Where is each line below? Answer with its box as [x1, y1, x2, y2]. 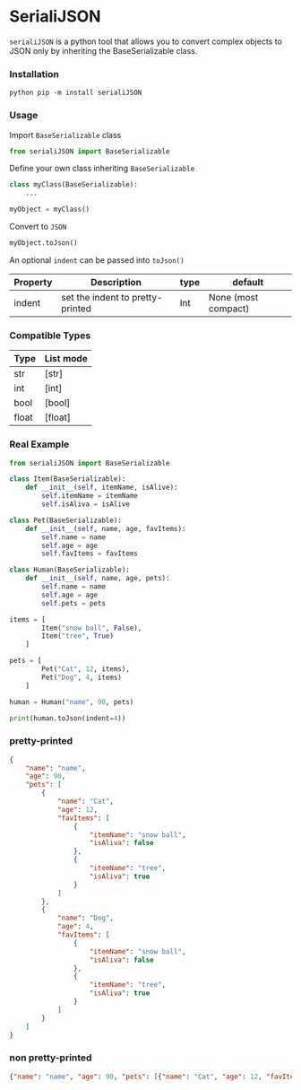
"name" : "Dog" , [56, 913, 115, 923]
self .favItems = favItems [41, 549, 139, 558]
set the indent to [61, 291, 130, 303]
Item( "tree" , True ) [41, 632, 115, 641]
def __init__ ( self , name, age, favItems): [25, 524, 186, 533]
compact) [208, 302, 250, 315]
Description [90, 275, 142, 288]
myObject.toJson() [9, 239, 78, 248]
